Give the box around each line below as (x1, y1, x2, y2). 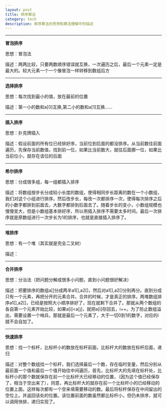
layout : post (5, 7, 32, 12)
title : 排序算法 (5, 12, 36, 17)
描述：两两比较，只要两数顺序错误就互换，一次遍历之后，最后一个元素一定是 (5, 61, 162, 67)
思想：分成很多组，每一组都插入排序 (5, 179, 80, 185)
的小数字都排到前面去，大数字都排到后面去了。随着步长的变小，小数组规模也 (5, 202, 162, 208)
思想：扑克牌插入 (5, 130, 40, 136)
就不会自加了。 (5, 319, 36, 325)
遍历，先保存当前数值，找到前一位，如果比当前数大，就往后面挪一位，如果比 (5, 147, 162, 153)
